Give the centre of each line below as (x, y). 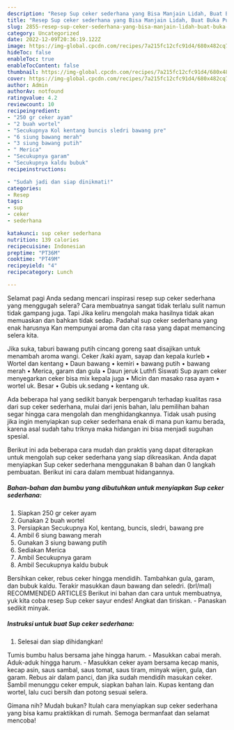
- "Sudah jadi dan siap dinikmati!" (60, 182)
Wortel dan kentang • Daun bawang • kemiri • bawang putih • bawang (109, 363)
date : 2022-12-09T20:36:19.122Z (54, 40)
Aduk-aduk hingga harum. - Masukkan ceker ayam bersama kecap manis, (113, 662)
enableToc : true (31, 59)
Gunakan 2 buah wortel (51, 520)
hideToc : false (29, 53)
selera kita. (23, 335)
